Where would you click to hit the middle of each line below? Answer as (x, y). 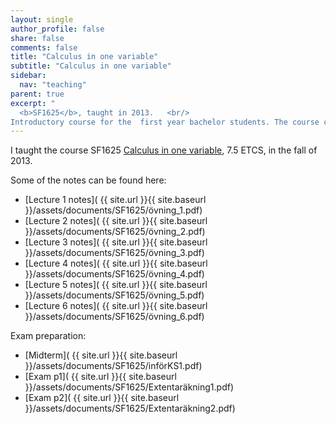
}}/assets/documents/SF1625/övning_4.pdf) (114, 274)
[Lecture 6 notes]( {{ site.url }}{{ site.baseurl (116, 306)
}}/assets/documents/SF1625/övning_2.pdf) (115, 232)
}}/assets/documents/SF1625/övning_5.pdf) (114, 295)
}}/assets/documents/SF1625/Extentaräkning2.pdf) (130, 408)
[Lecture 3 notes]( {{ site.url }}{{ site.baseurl (116, 242)
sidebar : (28, 76)
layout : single (42, 19)
